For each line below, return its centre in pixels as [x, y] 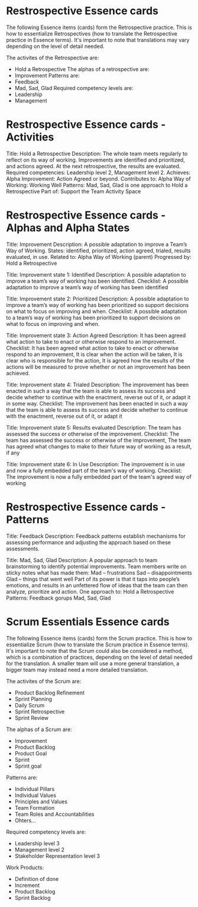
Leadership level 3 [37, 843]
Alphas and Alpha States [68, 228]
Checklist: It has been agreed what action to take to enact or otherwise [92, 348]
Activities [30, 137]
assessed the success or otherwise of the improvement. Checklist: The [92, 434]
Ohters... [25, 820]
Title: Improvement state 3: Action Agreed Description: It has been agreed [96, 335]
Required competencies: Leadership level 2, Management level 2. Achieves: [98, 172]
